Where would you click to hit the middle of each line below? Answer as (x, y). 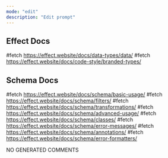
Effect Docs (28, 41)
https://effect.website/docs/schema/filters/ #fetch (67, 101)
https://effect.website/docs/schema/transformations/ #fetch (80, 107)
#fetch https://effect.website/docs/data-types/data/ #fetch (78, 55)
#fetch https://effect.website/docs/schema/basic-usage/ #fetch (84, 95)
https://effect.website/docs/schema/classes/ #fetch (70, 120)
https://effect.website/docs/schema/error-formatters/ (72, 138)
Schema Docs (32, 80)
